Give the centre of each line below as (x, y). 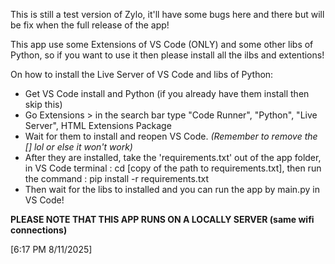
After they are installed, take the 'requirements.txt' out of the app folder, (173, 157)
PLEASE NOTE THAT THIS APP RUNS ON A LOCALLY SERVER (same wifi (162, 219)
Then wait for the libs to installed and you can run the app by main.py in (172, 189)
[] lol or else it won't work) (78, 147)
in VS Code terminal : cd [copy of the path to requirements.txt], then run (173, 168)
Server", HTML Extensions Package (98, 125)
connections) (39, 230)
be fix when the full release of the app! (90, 25)
